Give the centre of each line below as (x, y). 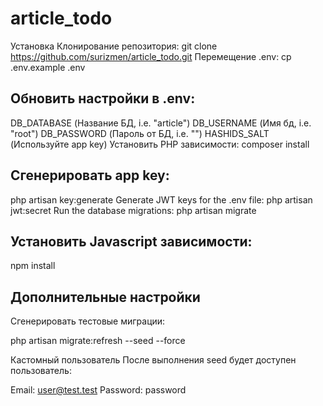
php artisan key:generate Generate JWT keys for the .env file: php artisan (161, 199)
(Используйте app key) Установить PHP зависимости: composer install (160, 144)
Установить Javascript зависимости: (131, 241)
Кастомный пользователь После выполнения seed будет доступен (153, 360)
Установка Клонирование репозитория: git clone (114, 46)
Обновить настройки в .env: (103, 98)
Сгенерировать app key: (90, 175)
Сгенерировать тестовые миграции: (88, 321)
